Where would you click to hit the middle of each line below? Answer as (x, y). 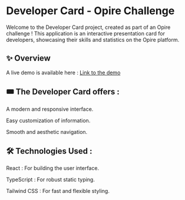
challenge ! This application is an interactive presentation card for (85, 33)
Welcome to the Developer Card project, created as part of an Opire (88, 27)
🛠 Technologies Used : (49, 151)
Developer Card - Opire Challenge (90, 11)
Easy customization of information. (48, 120)
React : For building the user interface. (52, 168)
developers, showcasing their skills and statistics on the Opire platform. (93, 40)
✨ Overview (29, 58)
